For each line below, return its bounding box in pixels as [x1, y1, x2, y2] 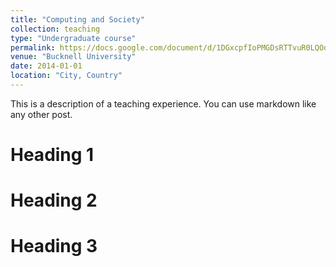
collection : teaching [10, 24, 101, 34]
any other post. [10, 108, 73, 120]
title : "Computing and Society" [10, 14, 145, 25]
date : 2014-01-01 [10, 61, 83, 71]
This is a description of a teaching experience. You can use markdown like [10, 97, 317, 110]
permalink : [10, 42, 56, 53]
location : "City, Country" [10, 71, 123, 81]
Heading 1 [10, 144, 95, 166]
